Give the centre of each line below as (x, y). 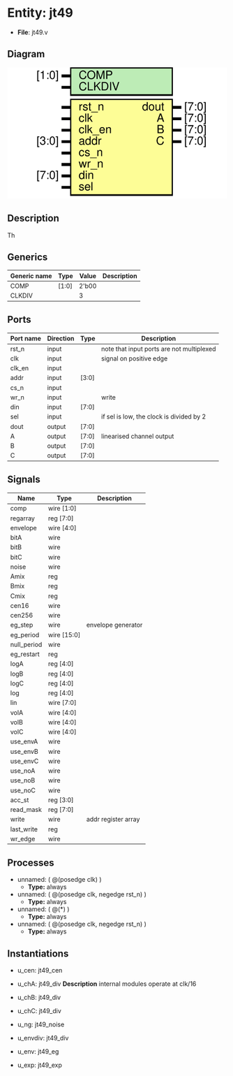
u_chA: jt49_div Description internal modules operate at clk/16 (107, 984)
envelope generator (114, 625)
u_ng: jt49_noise (41, 1024)
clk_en (20, 368)
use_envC (24, 761)
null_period (26, 644)
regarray (22, 518)
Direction (61, 339)
